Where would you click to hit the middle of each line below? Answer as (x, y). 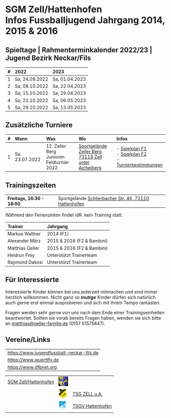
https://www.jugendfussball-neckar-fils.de (53, 353)
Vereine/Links (28, 340)
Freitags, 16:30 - (26, 198)
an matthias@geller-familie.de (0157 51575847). (55, 324)
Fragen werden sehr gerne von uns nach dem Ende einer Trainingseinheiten (85, 313)
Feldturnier (58, 162)
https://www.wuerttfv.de (33, 360)
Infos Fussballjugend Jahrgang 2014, (85, 20)
